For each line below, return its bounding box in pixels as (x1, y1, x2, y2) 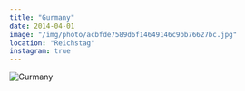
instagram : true (9, 47, 71, 56)
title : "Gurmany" (9, 13, 75, 23)
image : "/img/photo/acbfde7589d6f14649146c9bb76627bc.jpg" (9, 30, 238, 39)
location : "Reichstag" (9, 38, 95, 48)
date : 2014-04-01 (9, 22, 75, 31)
